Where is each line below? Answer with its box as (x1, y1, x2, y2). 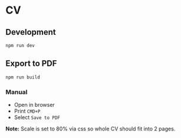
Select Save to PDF (14, 114, 60, 121)
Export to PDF (5, 58, 57, 68)
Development (5, 27, 57, 37)
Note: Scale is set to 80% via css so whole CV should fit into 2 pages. (5, 125, 176, 133)
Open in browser (14, 101, 55, 109)
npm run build (5, 74, 41, 80)
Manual (5, 88, 28, 96)
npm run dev (5, 42, 35, 48)
